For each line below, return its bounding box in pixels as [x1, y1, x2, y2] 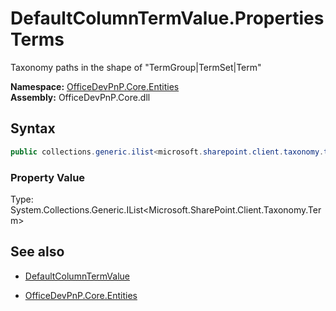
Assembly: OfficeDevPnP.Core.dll [10, 91, 151, 103]
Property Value [10, 170, 86, 184]
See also [10, 243, 65, 261]
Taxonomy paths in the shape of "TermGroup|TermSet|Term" [10, 61, 262, 73]
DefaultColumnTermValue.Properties [10, 7, 325, 30]
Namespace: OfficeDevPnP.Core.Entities [10, 80, 180, 92]
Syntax [10, 120, 56, 137]
